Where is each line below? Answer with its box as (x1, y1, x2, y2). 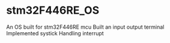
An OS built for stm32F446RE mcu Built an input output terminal (6, 23, 165, 30)
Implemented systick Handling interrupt (6, 29, 104, 36)
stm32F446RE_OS (6, 4, 100, 17)
